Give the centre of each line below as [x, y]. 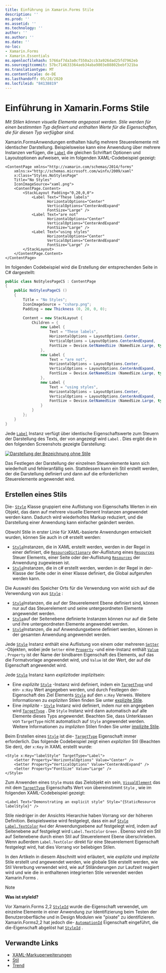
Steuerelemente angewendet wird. [40, 479]
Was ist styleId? [22, 897]
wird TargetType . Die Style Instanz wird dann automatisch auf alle [80, 711]
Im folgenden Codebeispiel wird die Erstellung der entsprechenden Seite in [82, 267]
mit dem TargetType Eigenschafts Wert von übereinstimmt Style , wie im [78, 787]
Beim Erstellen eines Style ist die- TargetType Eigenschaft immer [71, 736]
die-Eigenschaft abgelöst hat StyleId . [44, 927]
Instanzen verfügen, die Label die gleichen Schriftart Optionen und [73, 152]
